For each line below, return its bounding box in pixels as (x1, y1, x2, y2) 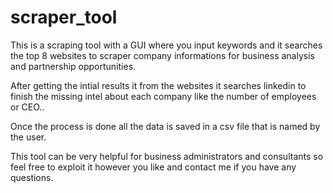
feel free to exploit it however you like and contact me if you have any (10, 161, 297, 173)
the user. (10, 131, 47, 143)
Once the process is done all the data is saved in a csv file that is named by (10, 120, 321, 132)
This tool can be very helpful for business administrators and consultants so (10, 150, 324, 162)
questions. (10, 171, 54, 183)
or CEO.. (10, 101, 45, 113)
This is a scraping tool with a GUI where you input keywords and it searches (10, 39, 323, 51)
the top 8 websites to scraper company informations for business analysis (10, 49, 315, 61)
